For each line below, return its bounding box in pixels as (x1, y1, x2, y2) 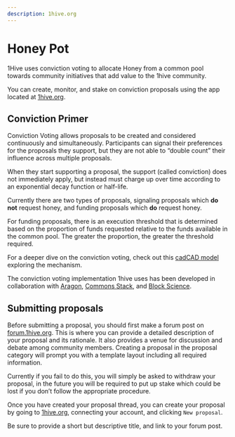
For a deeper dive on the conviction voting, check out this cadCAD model (7, 253, 220, 262)
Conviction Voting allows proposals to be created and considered (7, 132, 196, 140)
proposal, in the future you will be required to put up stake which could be (7, 379, 221, 388)
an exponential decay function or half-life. (7, 182, 128, 191)
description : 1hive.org (7, 10, 77, 18)
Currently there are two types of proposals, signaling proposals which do (7, 196, 219, 205)
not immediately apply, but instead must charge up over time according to (7, 175, 221, 184)
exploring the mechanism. (7, 261, 83, 270)
